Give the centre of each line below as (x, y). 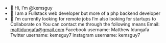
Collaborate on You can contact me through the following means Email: (85, 24)
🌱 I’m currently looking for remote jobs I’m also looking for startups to (83, 19)
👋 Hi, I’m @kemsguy (31, 8)
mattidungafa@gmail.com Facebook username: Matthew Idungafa (80, 30)
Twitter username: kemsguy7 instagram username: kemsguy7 (75, 35)
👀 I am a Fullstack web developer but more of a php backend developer (85, 13)
